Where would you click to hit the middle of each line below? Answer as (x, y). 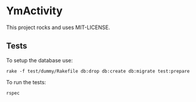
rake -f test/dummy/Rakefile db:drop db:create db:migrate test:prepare (98, 71)
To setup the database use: (39, 60)
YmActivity (34, 11)
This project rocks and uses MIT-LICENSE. (58, 27)
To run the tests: (26, 82)
